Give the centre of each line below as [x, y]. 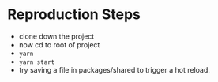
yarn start [37, 62]
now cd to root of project [59, 44]
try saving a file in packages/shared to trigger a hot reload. [115, 69]
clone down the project [56, 36]
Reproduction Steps [74, 15]
